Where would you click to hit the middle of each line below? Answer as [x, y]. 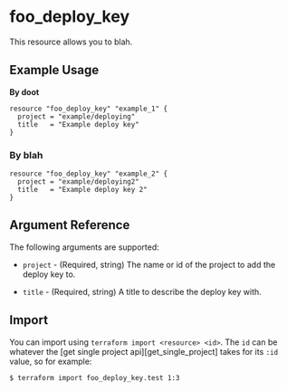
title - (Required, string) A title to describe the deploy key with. [142, 291]
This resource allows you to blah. [71, 42]
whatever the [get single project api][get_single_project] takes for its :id [144, 351]
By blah [26, 155]
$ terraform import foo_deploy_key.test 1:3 [95, 377]
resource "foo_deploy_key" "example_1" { [89, 109]
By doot [24, 91]
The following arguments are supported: [85, 247]
